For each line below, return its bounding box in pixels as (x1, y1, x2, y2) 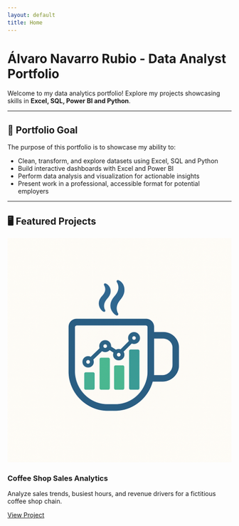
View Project (7, 511, 45, 520)
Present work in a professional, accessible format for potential (17, 179, 201, 188)
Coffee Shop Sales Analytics (7, 473, 108, 483)
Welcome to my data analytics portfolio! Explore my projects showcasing (7, 89, 221, 98)
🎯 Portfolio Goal (7, 124, 78, 136)
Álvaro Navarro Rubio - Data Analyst (7, 51, 226, 67)
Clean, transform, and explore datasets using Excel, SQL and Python (17, 157, 218, 165)
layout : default (7, 11, 55, 19)
